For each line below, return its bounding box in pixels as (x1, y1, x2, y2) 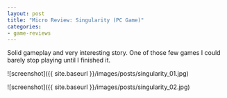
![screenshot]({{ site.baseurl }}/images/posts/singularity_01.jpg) (7, 70, 189, 78)
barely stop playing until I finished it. (7, 56, 111, 65)
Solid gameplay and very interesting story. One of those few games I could (7, 49, 221, 57)
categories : (7, 23, 42, 30)
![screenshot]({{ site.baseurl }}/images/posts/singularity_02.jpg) (7, 83, 190, 91)
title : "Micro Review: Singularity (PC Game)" (7, 17, 144, 24)
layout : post (7, 10, 45, 17)
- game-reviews (7, 29, 51, 37)
